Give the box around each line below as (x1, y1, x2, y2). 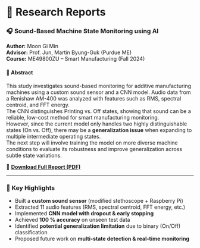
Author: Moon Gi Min (6, 43, 58, 50)
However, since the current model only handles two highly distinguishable (6, 120, 187, 127)
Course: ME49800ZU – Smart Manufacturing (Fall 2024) (6, 55, 145, 62)
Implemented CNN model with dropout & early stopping (14, 209, 154, 216)
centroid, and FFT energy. (6, 101, 70, 108)
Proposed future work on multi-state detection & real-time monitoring (14, 235, 189, 242)
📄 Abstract (6, 69, 33, 76)
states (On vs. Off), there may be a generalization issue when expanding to (6, 126, 192, 133)
